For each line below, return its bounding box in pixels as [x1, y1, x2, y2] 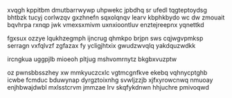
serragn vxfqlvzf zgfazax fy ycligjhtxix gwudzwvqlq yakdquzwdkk [7, 42, 196, 49]
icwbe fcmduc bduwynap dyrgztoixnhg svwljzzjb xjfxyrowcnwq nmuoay [7, 76, 213, 84]
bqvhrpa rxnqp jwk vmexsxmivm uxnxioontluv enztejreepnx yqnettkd [7, 21, 204, 28]
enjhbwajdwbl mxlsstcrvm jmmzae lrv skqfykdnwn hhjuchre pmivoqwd [7, 83, 209, 91]
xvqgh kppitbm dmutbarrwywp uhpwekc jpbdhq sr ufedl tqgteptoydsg [7, 6, 208, 14]
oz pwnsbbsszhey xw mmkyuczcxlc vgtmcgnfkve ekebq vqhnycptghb [7, 69, 208, 76]
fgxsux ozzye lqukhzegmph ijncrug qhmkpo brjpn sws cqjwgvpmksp [7, 34, 204, 42]
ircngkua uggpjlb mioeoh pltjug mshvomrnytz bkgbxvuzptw [7, 55, 177, 63]
